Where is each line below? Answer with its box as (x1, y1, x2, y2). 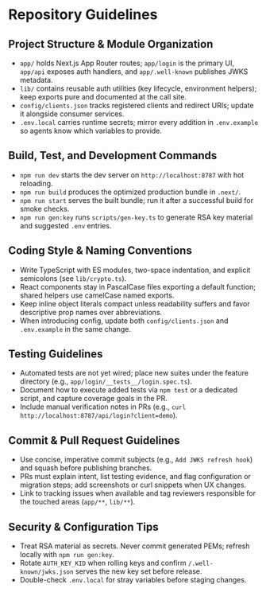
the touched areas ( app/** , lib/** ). (19, 497, 136, 507)
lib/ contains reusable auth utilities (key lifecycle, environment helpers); (19, 84, 257, 93)
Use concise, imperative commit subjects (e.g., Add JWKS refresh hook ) (19, 455, 253, 465)
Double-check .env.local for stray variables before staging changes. (19, 575, 247, 585)
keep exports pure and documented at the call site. (19, 92, 187, 101)
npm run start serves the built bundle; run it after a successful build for (19, 195, 254, 204)
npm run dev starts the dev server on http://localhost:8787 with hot (19, 169, 245, 180)
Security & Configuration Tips (8, 520, 159, 534)
